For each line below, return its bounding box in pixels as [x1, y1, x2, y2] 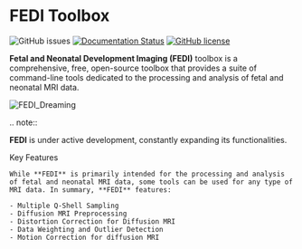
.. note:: [9, 117, 38, 128]
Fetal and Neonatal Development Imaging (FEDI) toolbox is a [9, 53, 238, 63]
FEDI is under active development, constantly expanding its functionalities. [9, 134, 288, 145]
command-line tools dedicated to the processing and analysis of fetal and [9, 72, 284, 82]
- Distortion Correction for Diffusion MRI [9, 216, 176, 226]
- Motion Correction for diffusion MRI [9, 233, 160, 242]
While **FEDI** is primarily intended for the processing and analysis [9, 169, 285, 178]
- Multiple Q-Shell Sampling [9, 201, 119, 210]
